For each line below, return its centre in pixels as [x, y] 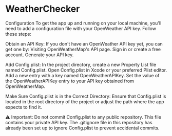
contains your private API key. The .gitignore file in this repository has [79, 122]
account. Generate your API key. [40, 55]
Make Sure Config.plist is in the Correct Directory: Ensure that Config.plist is [86, 96]
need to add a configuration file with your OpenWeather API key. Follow [81, 28]
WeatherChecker [43, 9]
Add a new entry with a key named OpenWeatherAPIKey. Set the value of [82, 75]
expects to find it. [24, 107]
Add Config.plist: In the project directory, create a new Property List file [81, 64]
